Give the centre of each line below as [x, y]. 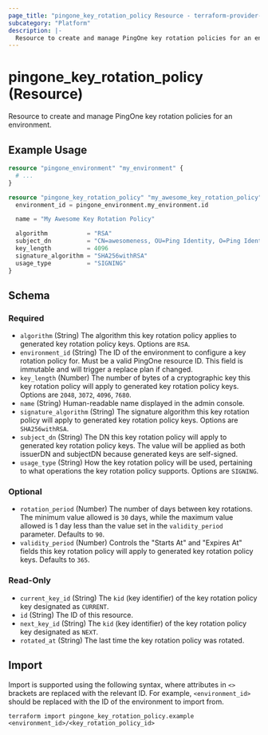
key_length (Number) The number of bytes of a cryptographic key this [135, 378]
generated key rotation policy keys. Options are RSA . [105, 344]
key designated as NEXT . [59, 631]
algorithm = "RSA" [64, 234]
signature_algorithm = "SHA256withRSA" [82, 256]
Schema [29, 295]
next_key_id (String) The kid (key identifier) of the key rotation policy [133, 623]
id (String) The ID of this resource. [77, 615]
